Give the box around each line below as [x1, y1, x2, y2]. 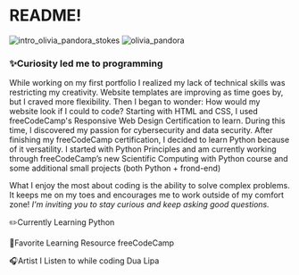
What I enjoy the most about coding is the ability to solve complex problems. [9, 180, 290, 191]
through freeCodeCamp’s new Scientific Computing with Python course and [9, 154, 288, 164]
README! [9, 5, 82, 26]
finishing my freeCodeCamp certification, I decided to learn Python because [9, 135, 290, 146]
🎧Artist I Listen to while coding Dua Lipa [9, 255, 160, 266]
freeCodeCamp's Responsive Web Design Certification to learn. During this [9, 115, 286, 126]
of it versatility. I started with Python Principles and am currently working [9, 144, 277, 154]
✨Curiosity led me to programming [9, 57, 163, 70]
